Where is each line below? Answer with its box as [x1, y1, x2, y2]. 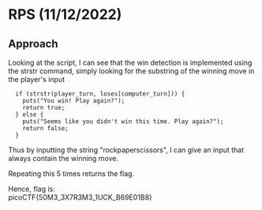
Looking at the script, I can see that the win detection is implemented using [8, 58, 253, 67]
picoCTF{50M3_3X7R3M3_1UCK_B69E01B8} [8, 193, 152, 202]
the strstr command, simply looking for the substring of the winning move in [8, 66, 255, 76]
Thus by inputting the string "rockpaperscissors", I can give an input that [8, 145, 245, 155]
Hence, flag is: [8, 184, 55, 193]
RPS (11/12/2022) [8, 6, 122, 24]
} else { [15, 111, 44, 118]
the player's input [8, 75, 65, 84]
